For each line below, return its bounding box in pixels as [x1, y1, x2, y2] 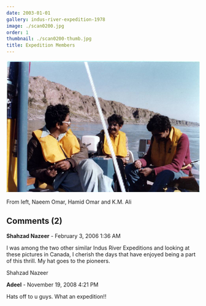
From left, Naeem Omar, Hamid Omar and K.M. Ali [6, 198, 132, 205]
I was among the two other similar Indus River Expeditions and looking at [6, 244, 190, 251]
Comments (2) [6, 216, 63, 226]
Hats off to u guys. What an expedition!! [6, 293, 107, 300]
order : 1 [6, 29, 29, 36]
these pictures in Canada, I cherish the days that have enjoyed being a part [6, 250, 196, 258]
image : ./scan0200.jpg [6, 23, 64, 29]
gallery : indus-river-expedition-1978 [6, 16, 105, 23]
